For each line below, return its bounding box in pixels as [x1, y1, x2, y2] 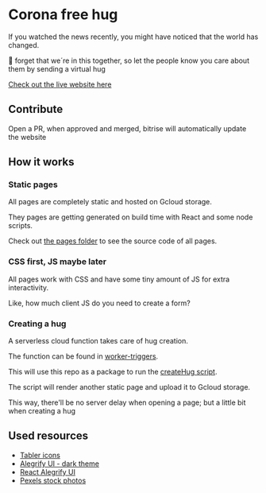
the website [8, 132, 47, 142]
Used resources [8, 429, 89, 443]
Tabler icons [19, 450, 61, 460]
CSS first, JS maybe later [8, 256, 107, 267]
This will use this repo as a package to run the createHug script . [8, 367, 218, 377]
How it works [8, 155, 75, 169]
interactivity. [8, 282, 49, 292]
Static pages [8, 179, 58, 190]
